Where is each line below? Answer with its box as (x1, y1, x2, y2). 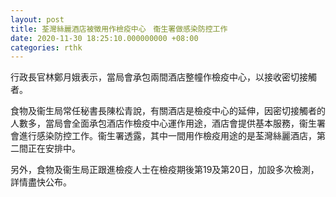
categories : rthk (10, 42, 83, 53)
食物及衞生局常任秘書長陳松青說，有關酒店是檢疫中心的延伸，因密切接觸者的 (10, 105, 326, 117)
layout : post (10, 14, 65, 25)
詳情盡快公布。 (10, 176, 72, 188)
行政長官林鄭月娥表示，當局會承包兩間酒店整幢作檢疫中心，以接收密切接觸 (10, 71, 317, 83)
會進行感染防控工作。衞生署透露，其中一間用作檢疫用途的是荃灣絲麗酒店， (10, 130, 317, 142)
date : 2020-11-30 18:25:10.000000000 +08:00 (10, 33, 199, 43)
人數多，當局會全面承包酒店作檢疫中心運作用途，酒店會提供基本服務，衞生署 (10, 117, 326, 130)
